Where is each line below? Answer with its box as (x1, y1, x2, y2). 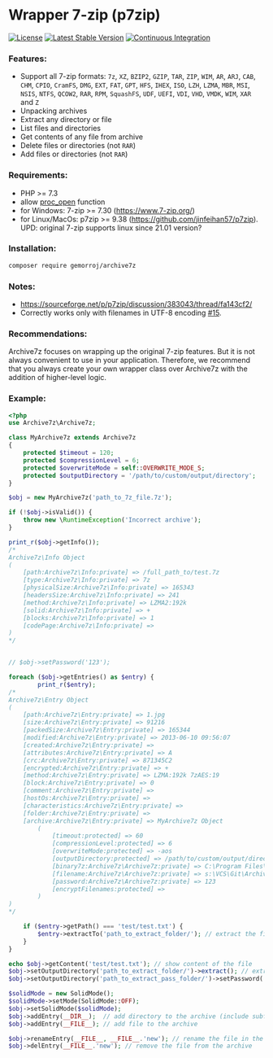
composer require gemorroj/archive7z (8, 261, 136, 269)
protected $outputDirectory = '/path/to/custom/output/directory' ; (23, 471, 256, 479)
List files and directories (19, 124, 102, 133)
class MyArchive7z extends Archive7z (8, 434, 136, 442)
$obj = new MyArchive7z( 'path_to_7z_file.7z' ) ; (8, 494, 173, 502)
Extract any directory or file (19, 115, 112, 125)
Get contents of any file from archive (19, 132, 144, 142)
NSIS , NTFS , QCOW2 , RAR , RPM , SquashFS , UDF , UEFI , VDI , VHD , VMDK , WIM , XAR (19, 89, 252, 98)
